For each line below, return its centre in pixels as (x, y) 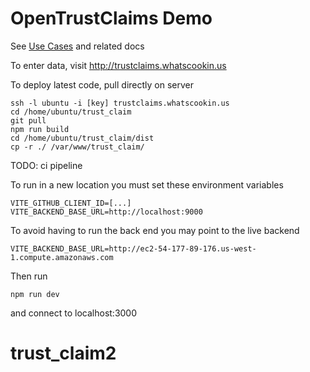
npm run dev (35, 294)
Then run (29, 276)
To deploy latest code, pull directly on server (102, 84)
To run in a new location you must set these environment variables (147, 184)
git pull (28, 120)
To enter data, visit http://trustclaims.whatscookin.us (118, 65)
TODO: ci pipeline (46, 165)
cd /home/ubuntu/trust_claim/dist (82, 138)
